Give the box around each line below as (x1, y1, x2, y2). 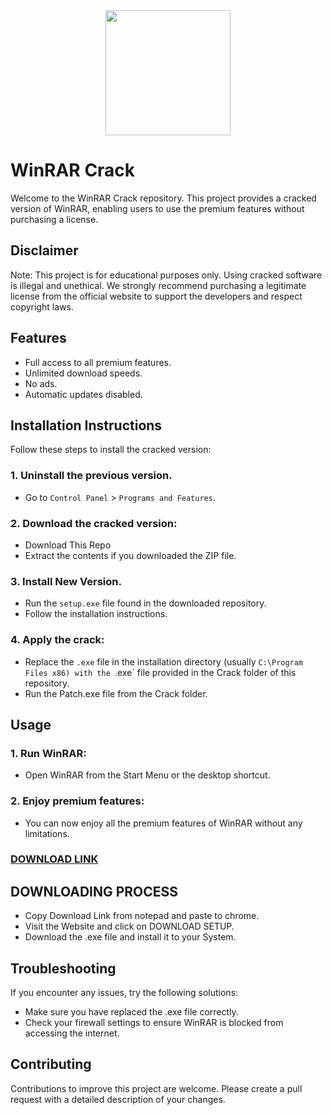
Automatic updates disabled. (24, 388, 143, 400)
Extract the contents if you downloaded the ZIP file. (24, 549, 237, 561)
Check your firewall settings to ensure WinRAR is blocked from (24, 1017, 284, 1029)
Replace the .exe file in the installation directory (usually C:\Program (24, 655, 304, 668)
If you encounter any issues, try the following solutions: (10, 987, 239, 999)
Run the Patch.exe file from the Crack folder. (24, 687, 208, 699)
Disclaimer (10, 242, 79, 259)
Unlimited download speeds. (24, 367, 143, 379)
